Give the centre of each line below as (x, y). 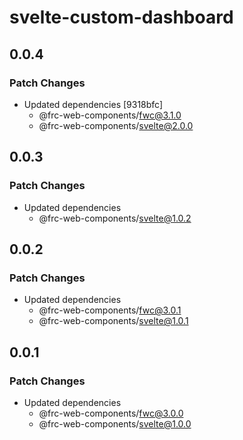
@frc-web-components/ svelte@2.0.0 (116, 125)
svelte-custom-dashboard (121, 17)
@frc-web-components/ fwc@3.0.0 (111, 413)
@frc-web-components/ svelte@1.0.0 (115, 423)
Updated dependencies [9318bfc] (93, 104)
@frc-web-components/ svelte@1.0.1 (113, 321)
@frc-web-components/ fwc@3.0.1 (110, 310)
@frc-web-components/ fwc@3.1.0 (110, 115)
